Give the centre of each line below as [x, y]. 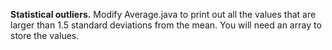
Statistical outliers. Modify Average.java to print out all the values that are [163, 14]
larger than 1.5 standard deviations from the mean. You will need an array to [166, 25]
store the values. [45, 35]
